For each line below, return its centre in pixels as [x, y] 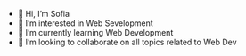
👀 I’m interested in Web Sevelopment [85, 23]
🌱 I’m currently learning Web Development [95, 32]
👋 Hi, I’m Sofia [43, 14]
